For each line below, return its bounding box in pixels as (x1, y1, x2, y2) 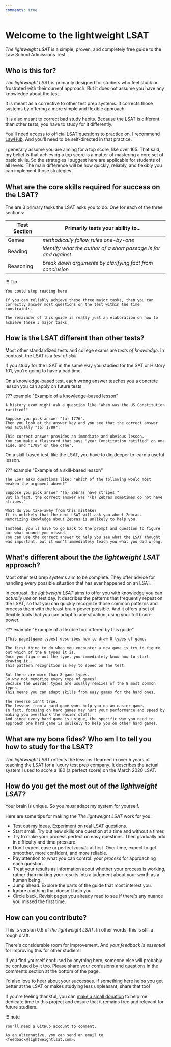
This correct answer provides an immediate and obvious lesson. (5, 434, 145, 439)
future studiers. (5, 1004, 38, 1010)
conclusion (42, 266, 69, 273)
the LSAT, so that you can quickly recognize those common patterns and (5, 600, 158, 606)
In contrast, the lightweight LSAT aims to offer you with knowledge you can (5, 590, 163, 596)
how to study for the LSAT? (5, 743, 93, 751)
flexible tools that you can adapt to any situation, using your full (5, 611, 138, 617)
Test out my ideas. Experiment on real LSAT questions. (12, 823, 128, 829)
